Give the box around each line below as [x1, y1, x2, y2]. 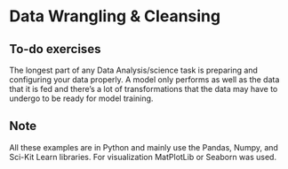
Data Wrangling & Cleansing [9, 6, 220, 27]
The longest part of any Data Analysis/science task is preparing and [9, 65, 258, 75]
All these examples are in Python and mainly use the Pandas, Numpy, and [9, 142, 278, 152]
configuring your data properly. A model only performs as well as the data [9, 74, 280, 85]
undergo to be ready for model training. [9, 93, 154, 104]
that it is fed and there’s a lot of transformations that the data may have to [9, 84, 278, 94]
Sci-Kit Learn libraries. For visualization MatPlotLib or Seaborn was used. [9, 151, 277, 162]
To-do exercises [9, 42, 101, 57]
